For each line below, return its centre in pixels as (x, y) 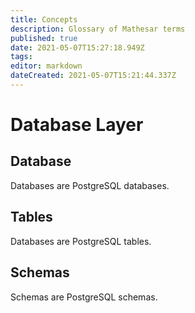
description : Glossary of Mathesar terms (98, 29)
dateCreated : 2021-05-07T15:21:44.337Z (93, 76)
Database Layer (77, 125)
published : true (44, 38)
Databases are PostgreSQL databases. (90, 185)
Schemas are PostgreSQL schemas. (84, 297)
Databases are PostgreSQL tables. (81, 241)
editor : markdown (46, 66)
